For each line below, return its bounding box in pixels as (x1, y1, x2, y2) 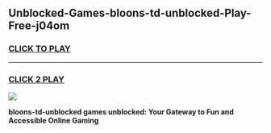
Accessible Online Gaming (8, 115, 99, 125)
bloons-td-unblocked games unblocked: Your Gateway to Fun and (8, 106, 234, 116)
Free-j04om (8, 19, 70, 33)
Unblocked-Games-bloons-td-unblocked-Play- (8, 6, 252, 20)
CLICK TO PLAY (8, 44, 71, 55)
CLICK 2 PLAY (8, 73, 65, 85)
